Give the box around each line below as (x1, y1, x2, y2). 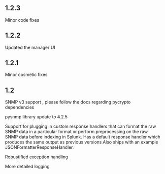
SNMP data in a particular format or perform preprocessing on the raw (5, 129, 148, 135)
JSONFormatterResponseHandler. (5, 144, 74, 150)
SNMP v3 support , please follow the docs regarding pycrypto (5, 99, 131, 105)
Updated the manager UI (5, 44, 55, 50)
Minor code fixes (5, 17, 39, 23)
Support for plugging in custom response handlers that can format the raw (5, 123, 156, 130)
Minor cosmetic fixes (5, 71, 48, 78)
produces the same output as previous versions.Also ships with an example (5, 139, 159, 145)
